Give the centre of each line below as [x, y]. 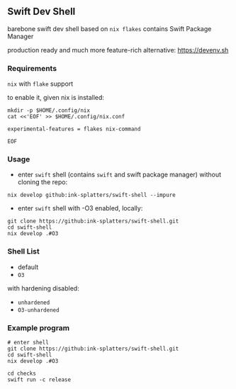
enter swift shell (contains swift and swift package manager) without [119, 175]
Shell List [24, 252]
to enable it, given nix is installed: [56, 98]
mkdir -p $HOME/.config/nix [49, 111]
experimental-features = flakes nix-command [74, 129]
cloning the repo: [43, 182]
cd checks [22, 373]
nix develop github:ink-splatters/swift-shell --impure [91, 195]
